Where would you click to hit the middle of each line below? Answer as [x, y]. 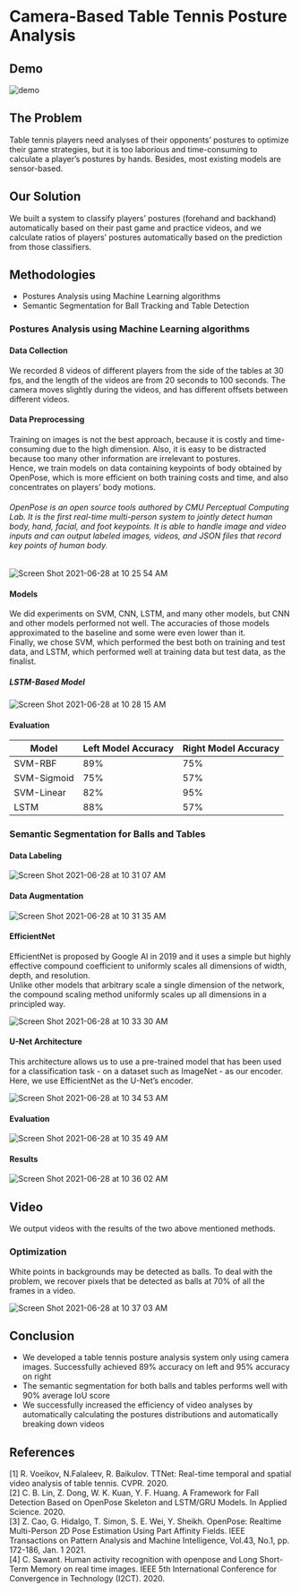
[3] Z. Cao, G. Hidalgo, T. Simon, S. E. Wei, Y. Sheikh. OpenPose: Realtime [146, 1521]
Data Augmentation [47, 896]
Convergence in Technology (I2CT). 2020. [87, 1579]
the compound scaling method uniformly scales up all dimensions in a [138, 994]
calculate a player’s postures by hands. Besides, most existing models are [146, 159]
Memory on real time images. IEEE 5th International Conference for [154, 1569]
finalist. [23, 661]
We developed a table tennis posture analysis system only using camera [155, 1357]
